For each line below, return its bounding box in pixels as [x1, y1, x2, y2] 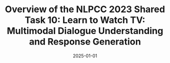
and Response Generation [29, 36, 141, 48]
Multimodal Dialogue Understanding [7, 25, 163, 37]
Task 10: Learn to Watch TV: [24, 14, 146, 26]
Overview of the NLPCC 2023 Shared [5, 4, 165, 15]
